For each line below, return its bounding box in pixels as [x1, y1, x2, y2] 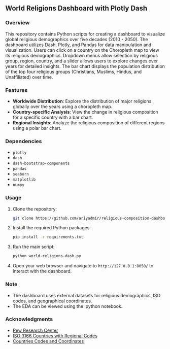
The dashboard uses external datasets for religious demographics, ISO [12, 292, 161, 298]
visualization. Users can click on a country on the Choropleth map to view [5, 47, 160, 53]
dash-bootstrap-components [12, 161, 70, 166]
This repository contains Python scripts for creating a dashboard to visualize [5, 30, 165, 37]
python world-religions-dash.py [12, 254, 81, 259]
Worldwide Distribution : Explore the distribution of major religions [12, 98, 152, 104]
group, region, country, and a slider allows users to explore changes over [5, 58, 158, 64]
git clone [12, 216, 34, 221]
